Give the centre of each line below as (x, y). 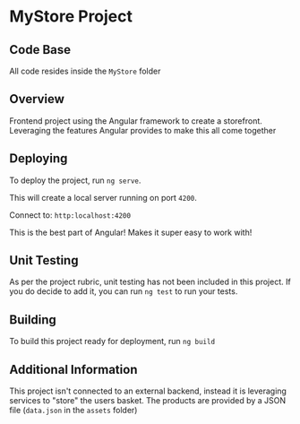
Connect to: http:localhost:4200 (70, 215)
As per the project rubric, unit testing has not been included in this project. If (150, 282)
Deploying (39, 159)
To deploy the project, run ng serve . (75, 180)
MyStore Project (71, 17)
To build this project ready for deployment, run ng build (112, 342)
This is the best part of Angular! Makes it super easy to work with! (131, 232)
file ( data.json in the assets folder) (73, 411)
